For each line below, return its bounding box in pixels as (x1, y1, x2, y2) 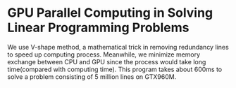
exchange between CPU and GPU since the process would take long (7, 57, 206, 66)
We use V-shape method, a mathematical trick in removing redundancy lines (7, 43, 229, 51)
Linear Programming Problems (7, 20, 190, 36)
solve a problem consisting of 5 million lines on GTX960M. (7, 72, 177, 81)
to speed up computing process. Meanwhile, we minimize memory (7, 50, 201, 59)
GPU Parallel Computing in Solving (7, 5, 213, 21)
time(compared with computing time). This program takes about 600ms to (7, 65, 223, 73)
